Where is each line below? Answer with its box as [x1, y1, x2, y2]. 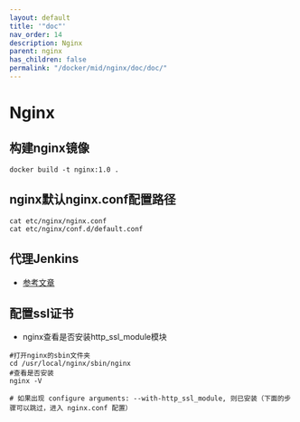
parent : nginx [9, 47, 63, 56]
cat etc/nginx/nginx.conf [9, 216, 107, 226]
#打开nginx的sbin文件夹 [9, 352, 90, 361]
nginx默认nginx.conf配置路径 [9, 192, 176, 208]
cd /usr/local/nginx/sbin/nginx [9, 359, 131, 369]
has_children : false [9, 55, 88, 64]
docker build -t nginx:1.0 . [9, 164, 119, 174]
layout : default [9, 13, 70, 23]
